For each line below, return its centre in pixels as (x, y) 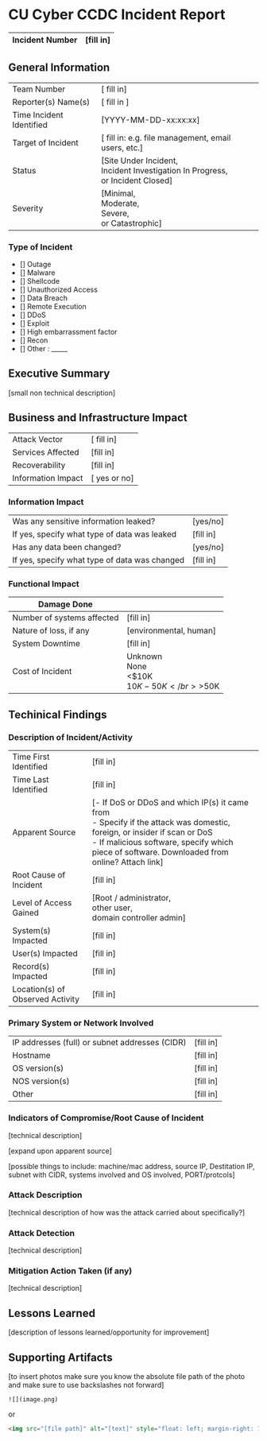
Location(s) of (39, 989)
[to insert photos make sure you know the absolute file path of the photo (126, 1377)
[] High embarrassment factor (68, 332)
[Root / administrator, (132, 897)
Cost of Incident (42, 672)
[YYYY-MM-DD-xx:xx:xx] (150, 119)
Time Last (31, 779)
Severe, (115, 213)
